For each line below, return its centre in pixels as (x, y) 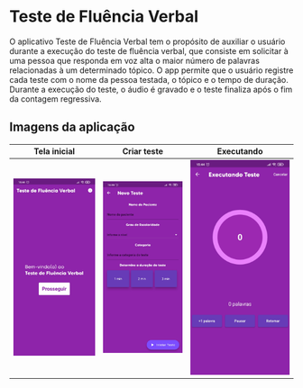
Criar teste (143, 151)
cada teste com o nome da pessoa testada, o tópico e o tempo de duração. (149, 79)
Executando (240, 151)
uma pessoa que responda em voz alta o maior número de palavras (134, 60)
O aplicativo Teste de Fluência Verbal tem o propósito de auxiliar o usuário (147, 41)
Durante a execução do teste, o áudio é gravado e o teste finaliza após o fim (151, 89)
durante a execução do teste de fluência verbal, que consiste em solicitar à (149, 50)
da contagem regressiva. (55, 99)
